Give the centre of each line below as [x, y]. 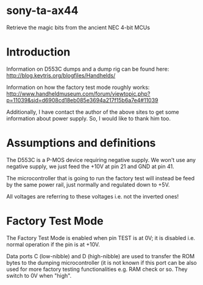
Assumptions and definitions [81, 143]
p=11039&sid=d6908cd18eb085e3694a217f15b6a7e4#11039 [82, 100]
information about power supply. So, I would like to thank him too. [89, 118]
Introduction [38, 52]
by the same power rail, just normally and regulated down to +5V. [88, 185]
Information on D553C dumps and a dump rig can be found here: [88, 69]
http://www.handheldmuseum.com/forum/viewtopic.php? [78, 93]
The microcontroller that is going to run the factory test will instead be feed [101, 178]
